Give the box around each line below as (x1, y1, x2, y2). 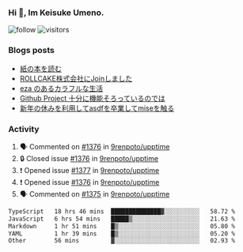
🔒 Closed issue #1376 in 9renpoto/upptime (19, 153, 159, 163)
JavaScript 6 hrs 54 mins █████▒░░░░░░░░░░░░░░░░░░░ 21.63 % (8, 215, 236, 223)
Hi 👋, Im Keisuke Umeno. (8, 7, 104, 18)
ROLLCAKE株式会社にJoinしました (19, 73, 133, 83)
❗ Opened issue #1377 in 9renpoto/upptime (19, 165, 160, 175)
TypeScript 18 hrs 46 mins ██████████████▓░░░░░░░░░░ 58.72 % (8, 207, 236, 216)
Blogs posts (8, 45, 55, 56)
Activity (8, 123, 40, 134)
